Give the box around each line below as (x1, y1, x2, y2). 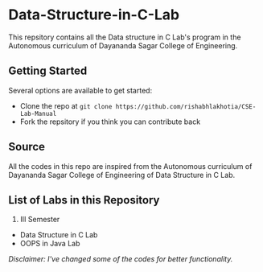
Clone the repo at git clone (19, 101, 113, 110)
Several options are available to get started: (8, 85, 153, 95)
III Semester (19, 215, 60, 225)
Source (8, 140, 46, 154)
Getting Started (8, 64, 88, 78)
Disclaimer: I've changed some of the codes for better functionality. (8, 254, 233, 264)
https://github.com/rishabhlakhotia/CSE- (115, 102, 257, 110)
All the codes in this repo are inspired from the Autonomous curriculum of (8, 161, 253, 171)
